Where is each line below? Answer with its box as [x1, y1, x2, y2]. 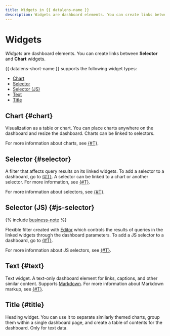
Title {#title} [5, 301, 45, 309]
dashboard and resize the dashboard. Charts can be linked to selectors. [5, 130, 155, 136]
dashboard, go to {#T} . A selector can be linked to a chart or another [5, 174, 149, 180]
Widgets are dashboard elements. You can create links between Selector [5, 51, 158, 57]
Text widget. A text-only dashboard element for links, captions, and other [5, 275, 158, 281]
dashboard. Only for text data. [5, 324, 68, 331]
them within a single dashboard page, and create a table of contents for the [5, 319, 163, 325]
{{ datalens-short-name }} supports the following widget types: [5, 66, 137, 72]
